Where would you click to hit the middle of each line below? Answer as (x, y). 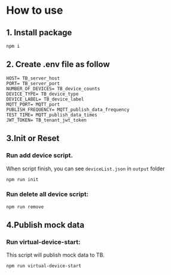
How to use (35, 10)
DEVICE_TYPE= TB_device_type (42, 94)
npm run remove (25, 207)
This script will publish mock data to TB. (55, 255)
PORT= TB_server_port (33, 83)
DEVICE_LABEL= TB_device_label (45, 99)
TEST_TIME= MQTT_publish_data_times (52, 115)
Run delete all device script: (47, 194)
